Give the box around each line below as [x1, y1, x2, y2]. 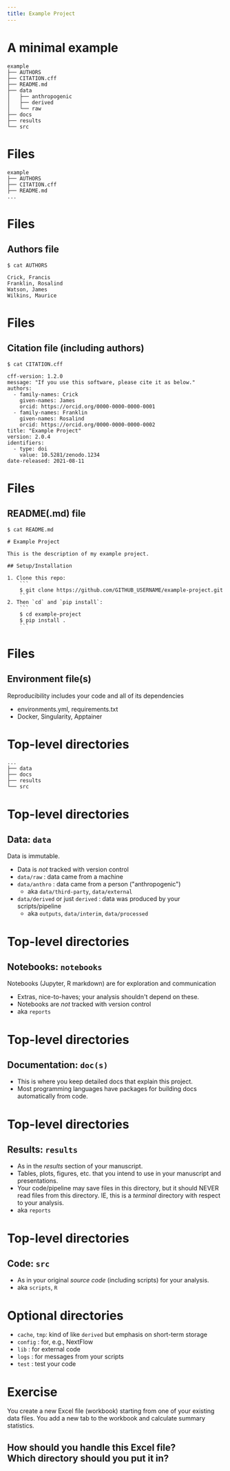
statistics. [7, 1421, 34, 1430]
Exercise [7, 1384, 58, 1400]
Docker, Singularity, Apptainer [17, 712, 103, 721]
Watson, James [7, 286, 48, 293]
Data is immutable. [7, 852, 60, 860]
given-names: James [19, 397, 76, 404]
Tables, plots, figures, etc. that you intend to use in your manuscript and [17, 1169, 222, 1178]
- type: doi [13, 445, 48, 453]
